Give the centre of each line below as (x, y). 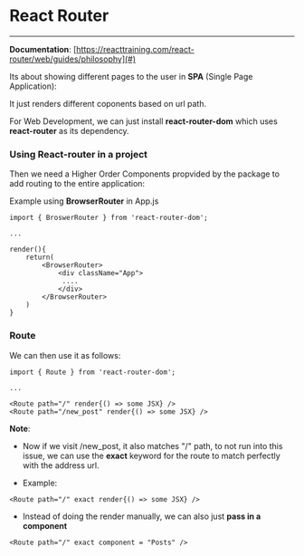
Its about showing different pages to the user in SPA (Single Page (131, 76)
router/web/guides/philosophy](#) (73, 59)
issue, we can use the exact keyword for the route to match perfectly (151, 455)
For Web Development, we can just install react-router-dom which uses (143, 121)
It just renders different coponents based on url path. (108, 103)
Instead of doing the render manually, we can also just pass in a (142, 516)
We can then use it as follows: (65, 355)
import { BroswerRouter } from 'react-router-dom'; (109, 218)
